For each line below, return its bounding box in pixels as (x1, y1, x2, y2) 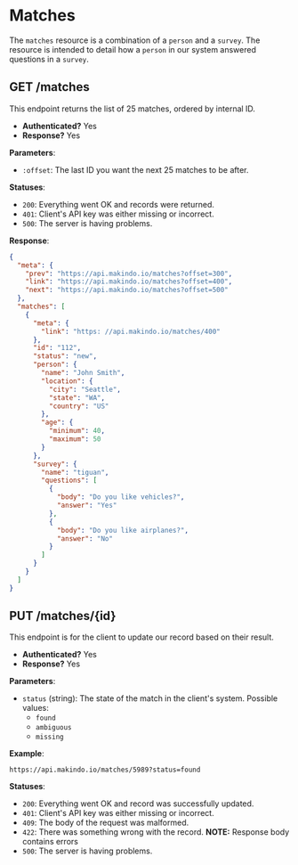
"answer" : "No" (56, 534, 114, 543)
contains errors (21, 836, 78, 847)
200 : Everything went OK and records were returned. (21, 199, 215, 209)
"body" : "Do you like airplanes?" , (56, 526, 189, 535)
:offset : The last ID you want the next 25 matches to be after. (21, 164, 249, 175)
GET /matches (9, 79, 91, 94)
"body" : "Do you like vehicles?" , (56, 493, 185, 502)
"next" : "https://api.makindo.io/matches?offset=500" (25, 286, 229, 295)
